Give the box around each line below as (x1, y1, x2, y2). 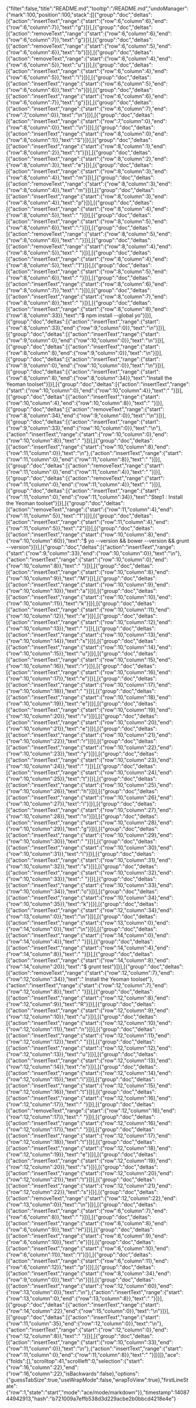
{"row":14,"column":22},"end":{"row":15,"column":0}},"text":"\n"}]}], (6, 1308, 170, 1314)
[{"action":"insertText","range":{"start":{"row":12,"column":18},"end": (6, 1145, 172, 1152)
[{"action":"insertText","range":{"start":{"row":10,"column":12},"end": (6, 619, 172, 625)
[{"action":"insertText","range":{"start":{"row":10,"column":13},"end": (6, 631, 172, 638)
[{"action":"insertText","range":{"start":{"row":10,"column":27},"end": (6, 807, 173, 813)
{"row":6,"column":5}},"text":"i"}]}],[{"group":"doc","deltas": (6, 74, 151, 81)
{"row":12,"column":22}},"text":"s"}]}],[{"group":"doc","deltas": (6, 1189, 158, 1195)
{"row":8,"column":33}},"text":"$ (6, 312, 85, 319)
